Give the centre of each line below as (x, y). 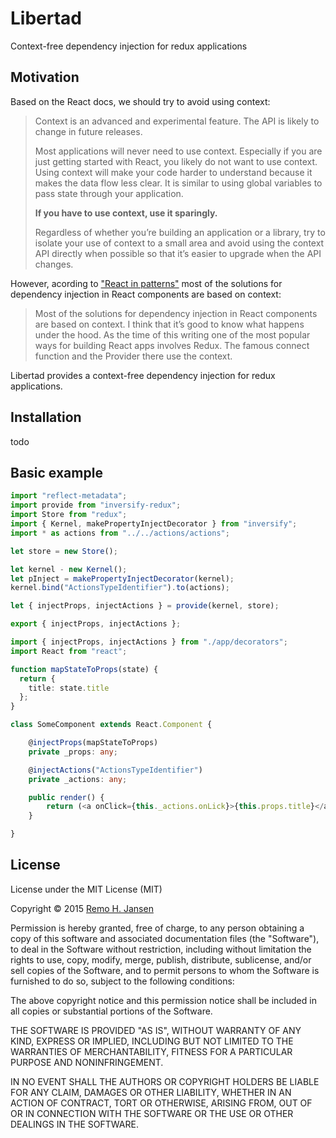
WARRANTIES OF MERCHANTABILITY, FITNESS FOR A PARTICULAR (151, 1051)
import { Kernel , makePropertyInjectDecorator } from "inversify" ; (154, 524)
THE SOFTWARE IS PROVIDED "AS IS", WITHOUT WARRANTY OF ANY (156, 1030)
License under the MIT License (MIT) (86, 889)
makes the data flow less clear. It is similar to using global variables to (178, 183)
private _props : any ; (73, 752)
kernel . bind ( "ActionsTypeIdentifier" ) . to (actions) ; (120, 588)
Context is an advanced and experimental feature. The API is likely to (177, 121)
